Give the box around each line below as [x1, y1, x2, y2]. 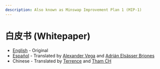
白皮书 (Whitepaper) [5, 30, 91, 41]
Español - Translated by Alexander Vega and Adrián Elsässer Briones [12, 52, 155, 58]
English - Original [12, 47, 48, 53]
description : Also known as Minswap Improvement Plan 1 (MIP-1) [5, 7, 142, 12]
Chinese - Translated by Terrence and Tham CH [12, 58, 111, 64]
